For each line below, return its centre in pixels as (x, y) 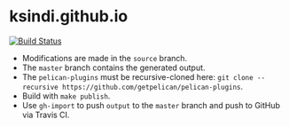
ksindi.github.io (69, 16)
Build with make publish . (66, 96)
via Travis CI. (46, 115)
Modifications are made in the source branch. (105, 58)
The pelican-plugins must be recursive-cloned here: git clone (138, 76)
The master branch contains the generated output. (113, 67)
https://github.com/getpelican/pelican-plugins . (152, 86)
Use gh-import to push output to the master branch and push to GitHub (151, 105)
